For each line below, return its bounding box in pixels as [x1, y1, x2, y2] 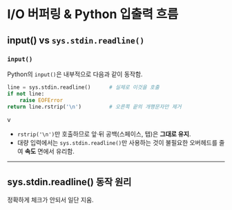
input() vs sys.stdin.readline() [7, 34, 145, 46]
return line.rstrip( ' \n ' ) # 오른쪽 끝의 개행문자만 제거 [7, 103, 182, 110]
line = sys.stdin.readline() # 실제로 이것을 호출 [7, 84, 160, 91]
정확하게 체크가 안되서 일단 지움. [7, 195, 95, 204]
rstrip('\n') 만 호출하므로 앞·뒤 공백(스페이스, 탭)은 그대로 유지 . [17, 130, 191, 139]
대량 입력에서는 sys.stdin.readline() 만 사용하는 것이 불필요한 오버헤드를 [17, 139, 217, 147]
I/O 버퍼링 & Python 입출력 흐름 [7, 6, 179, 22]
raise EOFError [19, 96, 64, 104]
